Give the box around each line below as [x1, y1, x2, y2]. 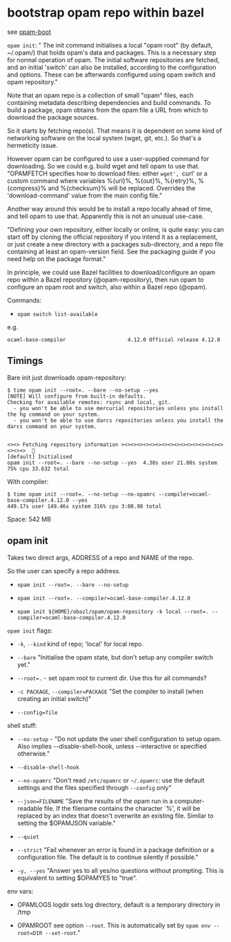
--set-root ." [45, 928, 81, 936]
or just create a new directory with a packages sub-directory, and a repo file [7, 240, 224, 248]
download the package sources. [7, 113, 99, 122]
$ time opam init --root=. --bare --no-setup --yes [7, 387, 159, 394]
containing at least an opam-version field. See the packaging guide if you [7, 247, 216, 256]
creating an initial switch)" [17, 694, 92, 702]
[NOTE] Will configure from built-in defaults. [7, 392, 147, 400]
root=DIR [17, 930, 43, 936]
